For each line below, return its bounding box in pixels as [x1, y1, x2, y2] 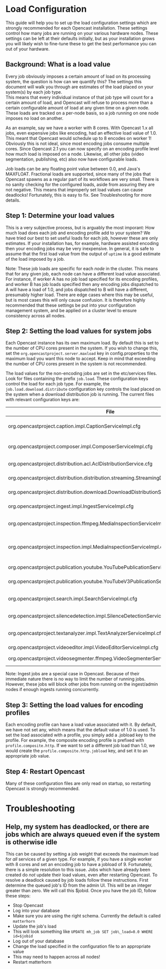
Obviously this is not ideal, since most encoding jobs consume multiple [5, 140, 150, 146]
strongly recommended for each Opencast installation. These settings [5, 25, 147, 31]
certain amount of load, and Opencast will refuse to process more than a [5, 100, 153, 105]
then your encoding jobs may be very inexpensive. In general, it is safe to [5, 245, 154, 251]
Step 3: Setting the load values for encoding [5, 701, 143, 709]
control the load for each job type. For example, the [5, 381, 110, 387]
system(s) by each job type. [5, 89, 63, 95]
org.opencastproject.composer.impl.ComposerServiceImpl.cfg [8, 443, 153, 450]
